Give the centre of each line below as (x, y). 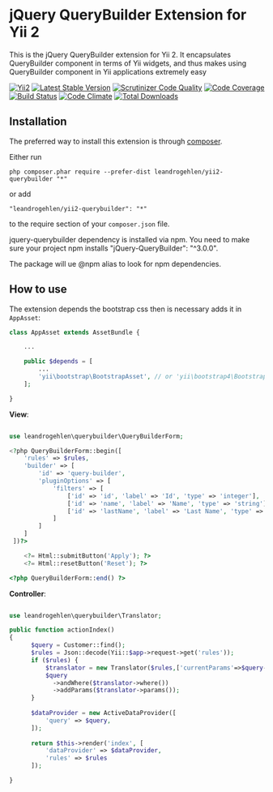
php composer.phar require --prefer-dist (80, 172)
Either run (26, 156)
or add (20, 194)
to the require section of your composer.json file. (90, 224)
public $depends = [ (58, 362)
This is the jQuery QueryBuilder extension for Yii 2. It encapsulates (120, 54)
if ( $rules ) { (55, 660)
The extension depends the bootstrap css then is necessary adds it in (126, 309)
